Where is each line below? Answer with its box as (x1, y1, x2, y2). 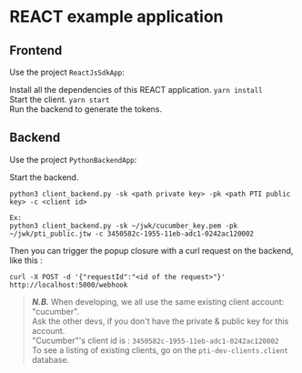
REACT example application (9, 6, 225, 27)
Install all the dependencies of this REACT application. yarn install (9, 85, 264, 95)
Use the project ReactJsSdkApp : (9, 66, 126, 77)
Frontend (9, 43, 63, 58)
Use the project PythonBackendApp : (9, 154, 137, 165)
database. (31, 354, 70, 365)
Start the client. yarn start (9, 94, 110, 105)
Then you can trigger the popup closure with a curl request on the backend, (9, 245, 294, 256)
